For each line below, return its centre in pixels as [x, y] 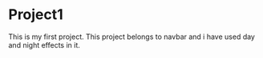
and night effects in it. [44, 44]
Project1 [36, 15]
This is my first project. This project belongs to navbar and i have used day [131, 37]
